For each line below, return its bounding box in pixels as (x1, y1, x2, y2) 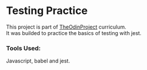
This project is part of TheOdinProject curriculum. (6, 23, 126, 30)
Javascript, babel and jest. (6, 57, 71, 65)
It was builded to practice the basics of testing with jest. (6, 29, 142, 36)
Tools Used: (6, 44, 41, 52)
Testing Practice (6, 4, 88, 17)
